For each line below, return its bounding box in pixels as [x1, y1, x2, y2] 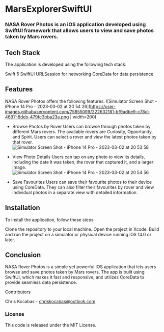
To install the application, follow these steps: [5, 217, 95, 222]
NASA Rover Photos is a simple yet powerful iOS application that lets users [5, 264, 156, 270]
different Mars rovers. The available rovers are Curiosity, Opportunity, [12, 129, 153, 135]
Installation [5, 204, 40, 212]
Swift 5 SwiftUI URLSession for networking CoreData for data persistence [5, 71, 154, 77]
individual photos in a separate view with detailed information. [12, 189, 138, 195]
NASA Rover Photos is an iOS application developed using [5, 21, 146, 28]
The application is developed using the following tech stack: [5, 61, 127, 67]
